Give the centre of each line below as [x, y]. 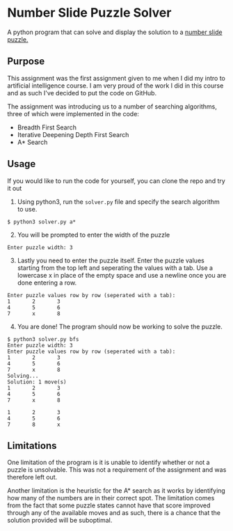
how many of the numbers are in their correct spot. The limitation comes [111, 498]
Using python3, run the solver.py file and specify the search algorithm [119, 201]
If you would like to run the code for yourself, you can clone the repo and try [116, 181]
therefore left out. [32, 477]
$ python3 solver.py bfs [43, 339]
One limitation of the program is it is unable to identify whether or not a [109, 462]
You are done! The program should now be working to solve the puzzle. [120, 326]
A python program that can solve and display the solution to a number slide [115, 32]
